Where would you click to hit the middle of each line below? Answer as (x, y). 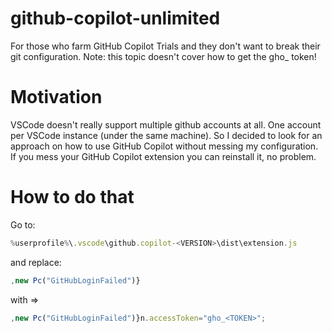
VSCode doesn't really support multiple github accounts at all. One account (166, 124)
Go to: (23, 224)
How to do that (72, 197)
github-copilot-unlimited (115, 18)
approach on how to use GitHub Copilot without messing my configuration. (164, 146)
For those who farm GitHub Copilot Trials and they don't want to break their (165, 46)
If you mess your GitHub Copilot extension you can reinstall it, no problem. (163, 156)
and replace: (36, 262)
